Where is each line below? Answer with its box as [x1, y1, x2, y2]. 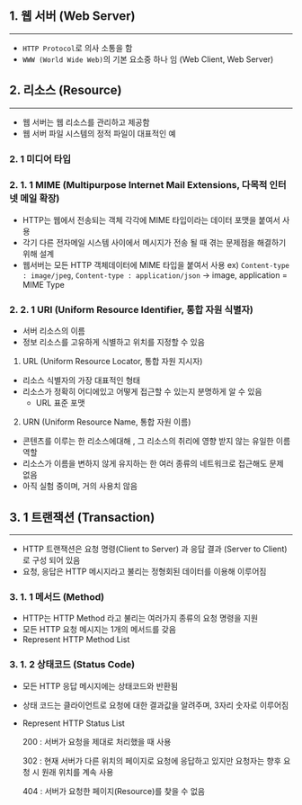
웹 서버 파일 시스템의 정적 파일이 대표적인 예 [22, 128, 177, 139]
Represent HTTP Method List [22, 634, 130, 645]
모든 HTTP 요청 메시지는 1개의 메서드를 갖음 [22, 624, 177, 635]
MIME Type [22, 279, 65, 290]
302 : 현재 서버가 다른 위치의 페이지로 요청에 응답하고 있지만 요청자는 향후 [22, 755, 281, 766]
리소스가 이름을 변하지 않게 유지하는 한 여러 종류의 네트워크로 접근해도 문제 [22, 458, 285, 470]
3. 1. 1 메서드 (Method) [9, 590, 105, 603]
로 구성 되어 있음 [22, 554, 81, 565]
